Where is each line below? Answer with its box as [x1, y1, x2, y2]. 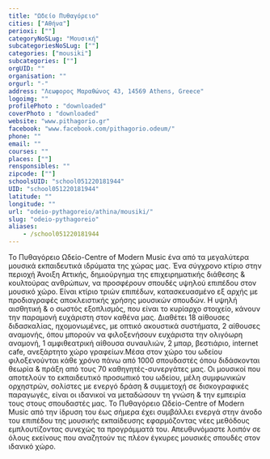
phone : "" [8, 132, 42, 140]
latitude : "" [8, 192, 53, 201]
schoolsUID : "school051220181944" [8, 177, 125, 186]
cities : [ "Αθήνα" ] [8, 19, 70, 28]
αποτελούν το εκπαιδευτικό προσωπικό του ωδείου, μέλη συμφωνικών [8, 373, 247, 382]
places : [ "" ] [8, 155, 53, 163]
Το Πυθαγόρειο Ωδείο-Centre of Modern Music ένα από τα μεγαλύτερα [8, 253, 249, 261]
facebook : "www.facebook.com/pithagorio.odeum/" [8, 125, 175, 133]
